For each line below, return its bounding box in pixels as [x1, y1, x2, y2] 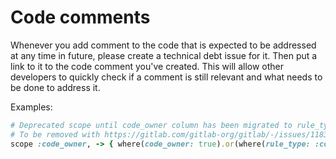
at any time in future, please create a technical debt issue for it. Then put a [10, 49, 318, 61]
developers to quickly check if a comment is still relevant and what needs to [10, 71, 323, 83]
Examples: [10, 101, 53, 113]
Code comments [10, 6, 151, 29]
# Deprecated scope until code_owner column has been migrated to [10, 120, 293, 130]
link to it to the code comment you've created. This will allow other [10, 60, 284, 72]
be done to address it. [10, 81, 101, 93]
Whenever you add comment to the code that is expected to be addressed [10, 39, 317, 51]
